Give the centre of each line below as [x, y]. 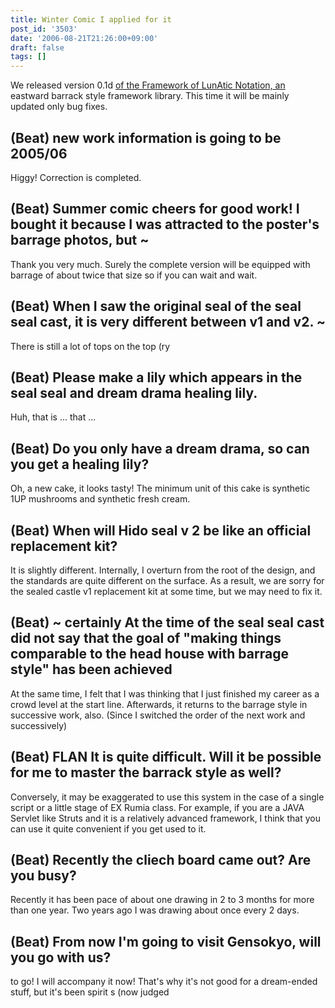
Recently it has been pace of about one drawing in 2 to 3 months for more [162, 900]
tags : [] [28, 57]
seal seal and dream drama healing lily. [134, 392]
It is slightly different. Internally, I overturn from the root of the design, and [163, 570]
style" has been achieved [91, 669]
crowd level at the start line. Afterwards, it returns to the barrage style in [159, 704]
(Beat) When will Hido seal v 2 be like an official [161, 530]
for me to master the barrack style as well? [146, 772]
